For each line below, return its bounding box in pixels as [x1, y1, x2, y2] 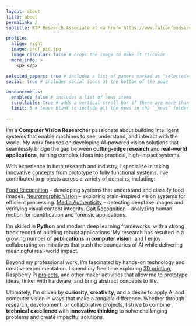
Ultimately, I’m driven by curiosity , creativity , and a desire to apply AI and [6, 289, 185, 296]
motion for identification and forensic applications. [6, 211, 127, 218]
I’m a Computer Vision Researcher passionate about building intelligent [6, 126, 179, 133]
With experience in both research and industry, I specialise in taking [6, 162, 169, 169]
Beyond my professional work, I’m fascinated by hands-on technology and [6, 258, 185, 266]
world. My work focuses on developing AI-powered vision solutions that [6, 138, 179, 146]
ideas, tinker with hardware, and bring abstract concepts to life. [6, 277, 159, 284]
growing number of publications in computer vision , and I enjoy [6, 235, 162, 242]
